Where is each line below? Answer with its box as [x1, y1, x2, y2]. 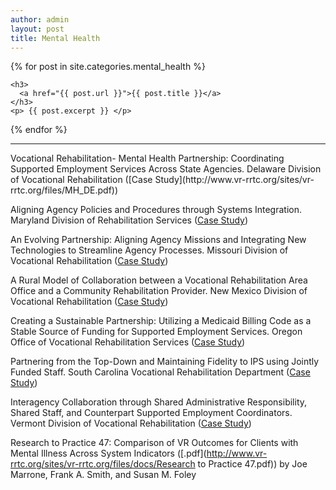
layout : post [10, 24, 65, 34]
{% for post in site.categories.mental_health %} [10, 61, 206, 73]
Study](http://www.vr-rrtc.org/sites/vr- [154, 174, 315, 186]
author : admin [10, 14, 70, 25]
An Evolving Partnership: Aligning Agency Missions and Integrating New [10, 234, 307, 246]
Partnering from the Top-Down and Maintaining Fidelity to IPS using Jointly [10, 356, 320, 368]
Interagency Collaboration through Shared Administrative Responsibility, [10, 396, 308, 408]
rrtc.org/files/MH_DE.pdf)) [10, 184, 119, 196]
